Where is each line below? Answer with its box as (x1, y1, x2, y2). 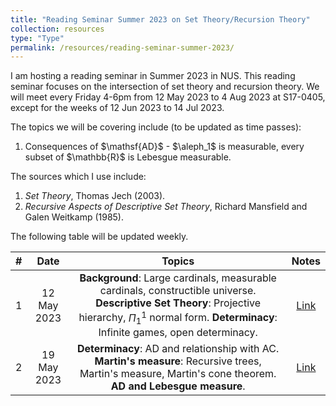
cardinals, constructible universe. (99, 284, 257, 298)
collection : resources (10, 24, 105, 34)
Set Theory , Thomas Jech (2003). (24, 190, 166, 202)
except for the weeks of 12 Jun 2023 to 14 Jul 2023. (10, 102, 225, 114)
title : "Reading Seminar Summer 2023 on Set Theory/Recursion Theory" (10, 14, 311, 25)
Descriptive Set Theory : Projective (95, 296, 262, 310)
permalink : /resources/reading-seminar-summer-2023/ (10, 42, 235, 53)
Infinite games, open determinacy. (98, 325, 258, 339)
